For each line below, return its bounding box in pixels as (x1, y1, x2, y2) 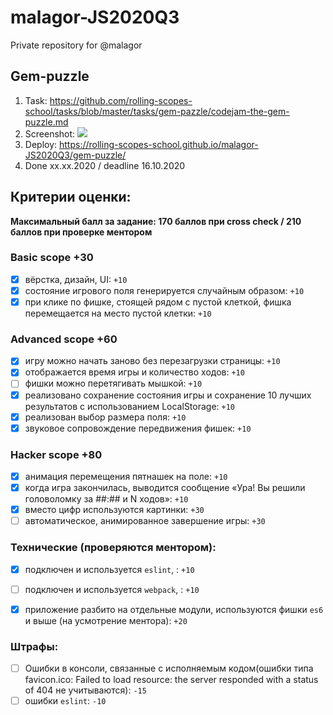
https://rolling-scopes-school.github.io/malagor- (59, 138, 259, 150)
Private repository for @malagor (10, 39, 143, 51)
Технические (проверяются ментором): (10, 541, 217, 555)
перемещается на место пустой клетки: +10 (24, 307, 212, 320)
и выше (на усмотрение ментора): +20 (24, 614, 188, 626)
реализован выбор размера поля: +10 (24, 411, 187, 423)
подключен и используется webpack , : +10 (24, 583, 200, 595)
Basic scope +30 (10, 251, 94, 265)
